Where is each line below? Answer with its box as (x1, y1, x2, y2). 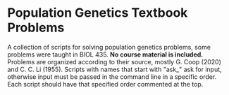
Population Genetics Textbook (7, 5, 188, 21)
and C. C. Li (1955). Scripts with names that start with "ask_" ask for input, (7, 65, 222, 73)
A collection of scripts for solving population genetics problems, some (7, 43, 211, 51)
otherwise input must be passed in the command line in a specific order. (7, 72, 217, 81)
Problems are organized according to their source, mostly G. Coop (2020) (7, 57, 222, 66)
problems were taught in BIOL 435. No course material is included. (7, 50, 204, 59)
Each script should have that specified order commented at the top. (7, 80, 204, 88)
